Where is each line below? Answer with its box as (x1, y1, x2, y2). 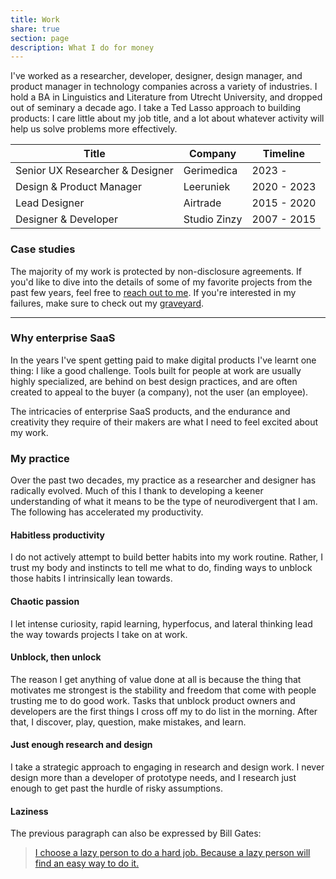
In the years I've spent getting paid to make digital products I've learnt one (10, 354, 317, 366)
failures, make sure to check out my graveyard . (10, 297, 205, 309)
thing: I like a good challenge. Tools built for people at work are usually (10, 364, 302, 376)
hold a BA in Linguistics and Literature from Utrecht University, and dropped (10, 91, 323, 103)
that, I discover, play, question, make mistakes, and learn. (10, 716, 247, 728)
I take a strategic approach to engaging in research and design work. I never (10, 761, 325, 773)
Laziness (10, 805, 49, 817)
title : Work (10, 14, 60, 25)
